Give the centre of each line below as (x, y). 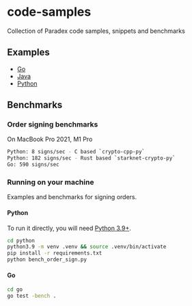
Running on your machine (51, 182)
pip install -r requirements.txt (55, 253)
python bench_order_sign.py (47, 260)
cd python (21, 240)
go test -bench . (32, 296)
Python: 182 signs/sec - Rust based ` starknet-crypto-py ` (91, 158)
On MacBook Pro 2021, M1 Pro (50, 139)
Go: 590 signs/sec (33, 165)
